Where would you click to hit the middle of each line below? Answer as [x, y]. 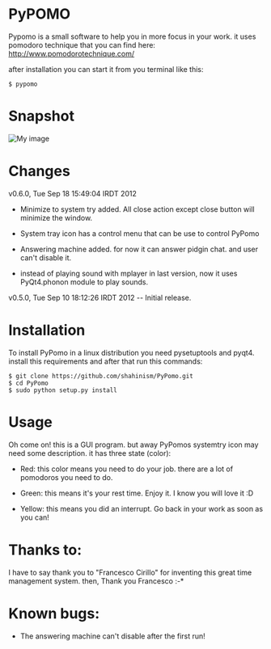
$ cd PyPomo [28, 383]
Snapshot [42, 116]
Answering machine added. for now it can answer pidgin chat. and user [139, 249]
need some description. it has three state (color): [90, 453]
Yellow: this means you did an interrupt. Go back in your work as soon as [142, 508]
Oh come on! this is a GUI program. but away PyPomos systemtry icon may [133, 445]
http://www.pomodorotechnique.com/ [72, 53]
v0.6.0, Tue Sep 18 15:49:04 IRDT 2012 [73, 193]
